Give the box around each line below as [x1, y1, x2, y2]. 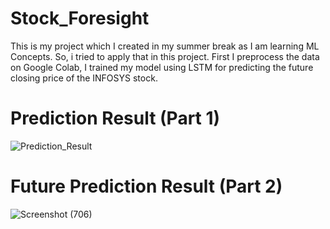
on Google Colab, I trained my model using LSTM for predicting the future [10, 61, 314, 73]
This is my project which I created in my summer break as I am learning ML [10, 40, 320, 52]
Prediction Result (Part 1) [10, 107, 221, 130]
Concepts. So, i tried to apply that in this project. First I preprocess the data [10, 50, 320, 62]
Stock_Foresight [10, 7, 150, 30]
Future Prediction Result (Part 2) [10, 175, 283, 198]
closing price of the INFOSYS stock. [10, 72, 158, 84]
